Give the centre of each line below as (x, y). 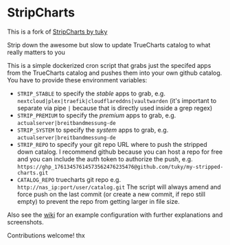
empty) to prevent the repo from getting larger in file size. (98, 201)
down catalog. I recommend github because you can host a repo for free (120, 152)
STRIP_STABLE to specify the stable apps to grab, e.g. (91, 93)
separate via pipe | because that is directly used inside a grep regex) (115, 108)
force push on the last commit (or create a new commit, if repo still (111, 194)
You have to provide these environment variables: (77, 80)
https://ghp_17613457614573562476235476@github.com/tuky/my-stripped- (120, 167)
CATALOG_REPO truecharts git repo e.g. (69, 179)
